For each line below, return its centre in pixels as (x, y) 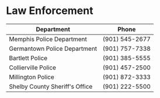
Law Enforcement (50, 11)
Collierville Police (33, 67)
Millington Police (32, 77)
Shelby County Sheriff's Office (51, 86)
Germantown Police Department (53, 48)
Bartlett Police (28, 58)
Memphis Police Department (48, 39)
